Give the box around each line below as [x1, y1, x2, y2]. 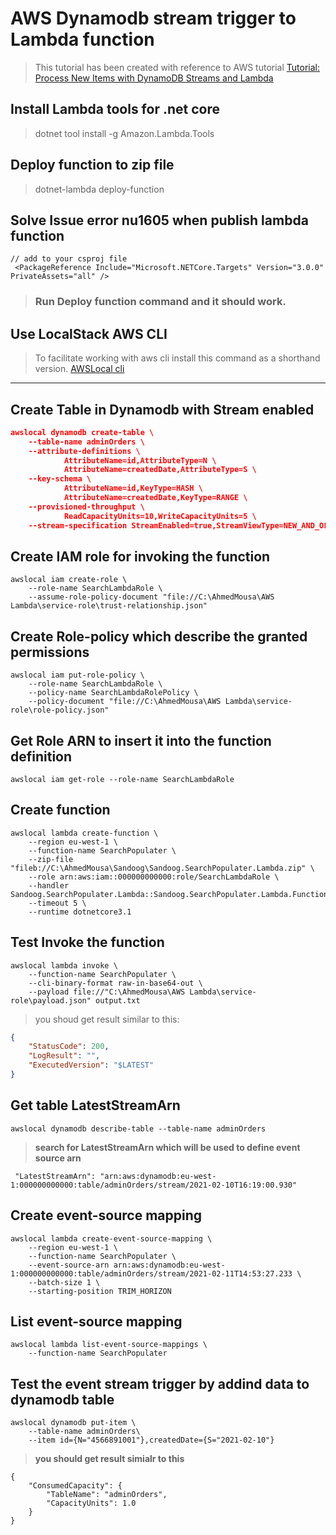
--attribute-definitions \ [28, 446, 141, 456]
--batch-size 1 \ [28, 1277, 101, 1287]
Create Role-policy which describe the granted [10, 628, 308, 645]
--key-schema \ [28, 474, 92, 484]
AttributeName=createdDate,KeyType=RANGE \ [63, 493, 248, 503]
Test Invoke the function [10, 934, 165, 951]
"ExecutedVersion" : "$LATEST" [28, 1060, 155, 1071]
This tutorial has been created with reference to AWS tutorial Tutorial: [34, 61, 321, 73]
